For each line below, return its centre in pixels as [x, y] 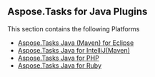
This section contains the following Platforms [74, 29]
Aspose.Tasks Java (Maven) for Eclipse [76, 43]
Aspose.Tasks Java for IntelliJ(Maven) [74, 50]
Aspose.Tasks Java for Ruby [60, 65]
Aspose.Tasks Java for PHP [59, 58]
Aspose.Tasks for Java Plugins [77, 12]
